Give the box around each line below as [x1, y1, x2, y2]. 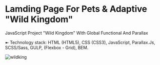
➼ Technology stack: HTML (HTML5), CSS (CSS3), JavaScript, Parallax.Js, [5, 39, 155, 45]
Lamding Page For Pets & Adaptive [5, 3, 147, 15]
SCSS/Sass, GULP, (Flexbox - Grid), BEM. [5, 44, 89, 50]
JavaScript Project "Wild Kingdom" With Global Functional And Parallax [5, 30, 148, 36]
